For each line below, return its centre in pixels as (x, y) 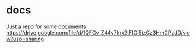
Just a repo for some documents (46, 26)
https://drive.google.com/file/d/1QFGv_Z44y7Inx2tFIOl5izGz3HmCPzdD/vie (98, 32)
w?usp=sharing (25, 39)
